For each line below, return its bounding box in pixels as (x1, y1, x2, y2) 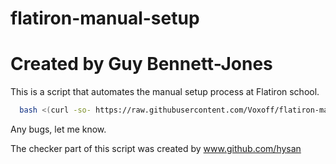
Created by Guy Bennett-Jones (10, 53, 273, 76)
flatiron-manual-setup (10, 7, 200, 30)
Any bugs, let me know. (10, 123, 107, 135)
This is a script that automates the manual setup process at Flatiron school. (10, 86, 320, 98)
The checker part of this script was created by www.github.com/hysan (10, 143, 302, 154)
